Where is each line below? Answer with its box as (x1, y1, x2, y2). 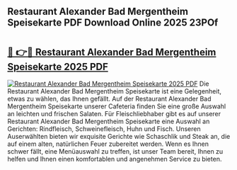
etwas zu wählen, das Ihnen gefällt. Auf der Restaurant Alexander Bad (7, 95, 212, 103)
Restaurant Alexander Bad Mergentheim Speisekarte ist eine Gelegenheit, (7, 87, 221, 95)
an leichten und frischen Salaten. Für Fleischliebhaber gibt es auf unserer (7, 110, 221, 118)
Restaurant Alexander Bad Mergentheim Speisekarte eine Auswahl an (7, 117, 210, 125)
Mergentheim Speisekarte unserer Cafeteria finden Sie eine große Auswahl (7, 102, 226, 110)
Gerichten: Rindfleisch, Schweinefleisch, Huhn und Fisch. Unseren (7, 125, 201, 133)
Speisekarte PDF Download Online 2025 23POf (7, 17, 219, 29)
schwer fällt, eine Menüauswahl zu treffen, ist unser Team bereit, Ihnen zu (7, 147, 224, 155)
